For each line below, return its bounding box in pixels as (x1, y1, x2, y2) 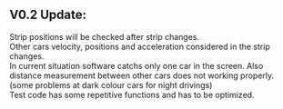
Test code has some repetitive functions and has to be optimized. (9, 89, 255, 100)
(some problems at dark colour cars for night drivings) (9, 79, 213, 90)
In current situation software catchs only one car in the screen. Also (9, 60, 264, 71)
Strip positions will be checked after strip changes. (9, 31, 200, 42)
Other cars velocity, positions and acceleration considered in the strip (9, 41, 270, 52)
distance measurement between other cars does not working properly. (9, 70, 275, 81)
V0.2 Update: (9, 7, 86, 23)
